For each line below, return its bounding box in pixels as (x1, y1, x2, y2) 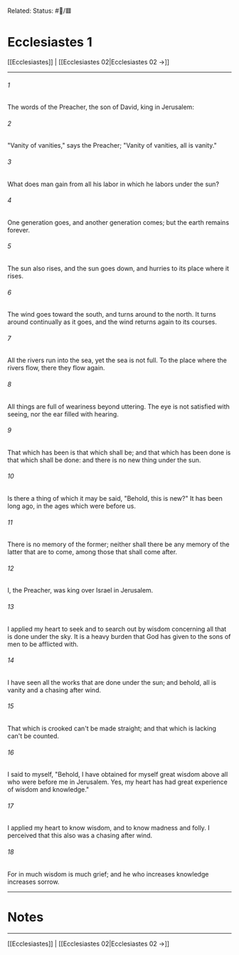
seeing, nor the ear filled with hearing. (7, 409, 119, 418)
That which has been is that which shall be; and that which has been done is (7, 448, 231, 456)
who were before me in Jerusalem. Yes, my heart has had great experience (7, 777, 228, 787)
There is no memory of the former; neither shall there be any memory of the (7, 540, 230, 548)
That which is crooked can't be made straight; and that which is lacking (7, 724, 217, 732)
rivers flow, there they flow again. (7, 364, 105, 372)
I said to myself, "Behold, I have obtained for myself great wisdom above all (7, 770, 228, 779)
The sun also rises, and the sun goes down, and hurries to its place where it (7, 264, 230, 272)
